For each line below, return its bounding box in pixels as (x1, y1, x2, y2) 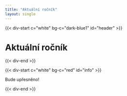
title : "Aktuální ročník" (5, 7, 57, 12)
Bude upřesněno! (5, 77, 40, 82)
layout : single (5, 12, 36, 16)
